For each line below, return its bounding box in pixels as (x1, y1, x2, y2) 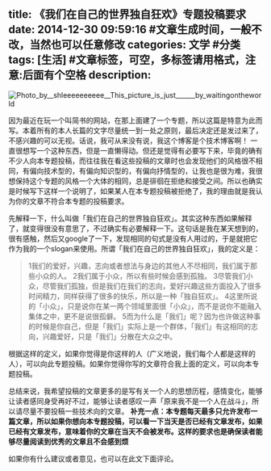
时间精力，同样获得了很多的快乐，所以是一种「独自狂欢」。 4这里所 (27, 291, 251, 301)
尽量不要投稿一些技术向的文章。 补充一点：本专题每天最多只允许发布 (22, 406, 251, 416)
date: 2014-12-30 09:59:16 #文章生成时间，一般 (8, 23, 252, 36)
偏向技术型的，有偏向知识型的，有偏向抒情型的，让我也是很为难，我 (29, 166, 256, 175)
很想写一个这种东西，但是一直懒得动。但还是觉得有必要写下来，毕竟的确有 (15, 145, 263, 155)
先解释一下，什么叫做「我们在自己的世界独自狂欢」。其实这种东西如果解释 (8, 213, 252, 223)
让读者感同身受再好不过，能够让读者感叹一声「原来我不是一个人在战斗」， (8, 396, 252, 406)
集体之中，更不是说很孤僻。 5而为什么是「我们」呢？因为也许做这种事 (27, 311, 261, 321)
